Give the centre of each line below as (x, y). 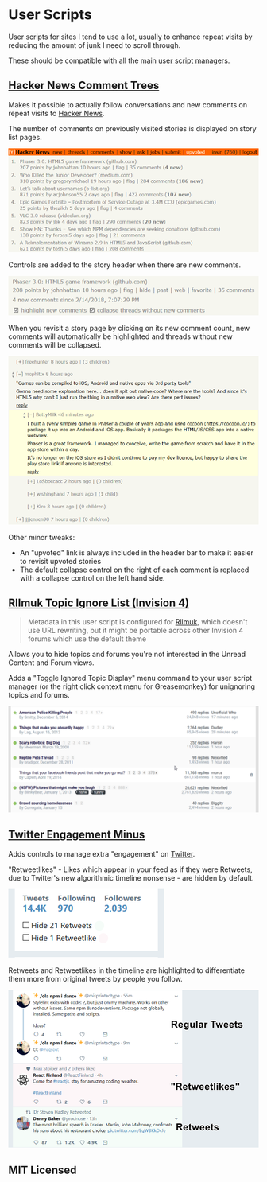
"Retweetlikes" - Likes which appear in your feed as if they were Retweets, (130, 869)
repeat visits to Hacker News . (56, 113)
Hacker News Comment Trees (84, 86)
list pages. (25, 137)
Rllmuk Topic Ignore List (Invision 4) (99, 603)
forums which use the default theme (87, 639)
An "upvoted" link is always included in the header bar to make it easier (137, 552)
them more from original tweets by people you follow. (95, 978)
